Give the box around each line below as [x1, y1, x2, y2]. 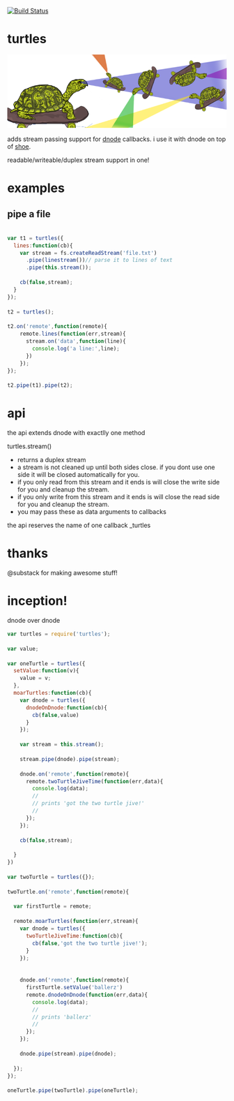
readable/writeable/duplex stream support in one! [7, 156, 150, 164]
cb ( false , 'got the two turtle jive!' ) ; [32, 940, 148, 947]
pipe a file [7, 208, 51, 220]
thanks [7, 545, 49, 561]
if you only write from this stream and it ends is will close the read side [17, 493, 220, 501]
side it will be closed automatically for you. [17, 471, 140, 479]
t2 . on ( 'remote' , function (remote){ [7, 323, 108, 330]
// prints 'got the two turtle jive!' [32, 800, 145, 807]
